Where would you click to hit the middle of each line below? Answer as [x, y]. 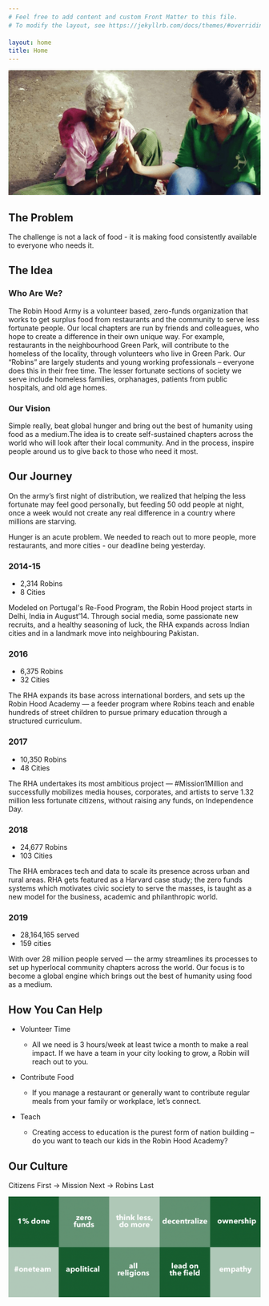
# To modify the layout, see [57, 25]
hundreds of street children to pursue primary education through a [118, 713]
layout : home [30, 42]
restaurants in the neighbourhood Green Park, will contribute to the [119, 345]
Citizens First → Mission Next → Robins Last [81, 1185]
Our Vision [29, 408]
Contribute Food [47, 1078]
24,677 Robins [44, 847]
